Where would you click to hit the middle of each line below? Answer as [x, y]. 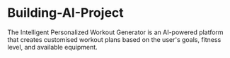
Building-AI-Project [65, 13]
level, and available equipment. [52, 47]
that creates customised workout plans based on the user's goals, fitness [114, 39]
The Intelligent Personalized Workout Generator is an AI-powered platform [116, 32]
